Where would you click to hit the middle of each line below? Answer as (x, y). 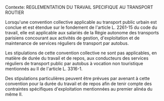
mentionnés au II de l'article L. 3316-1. (44, 69)
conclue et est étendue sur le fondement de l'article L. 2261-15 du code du (81, 27)
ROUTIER (15, 12)
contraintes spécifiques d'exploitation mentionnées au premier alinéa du (79, 89)
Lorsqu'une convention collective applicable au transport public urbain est (81, 22)
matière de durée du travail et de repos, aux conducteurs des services (77, 58)
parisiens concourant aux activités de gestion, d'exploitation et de (72, 38)
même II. (14, 94)
